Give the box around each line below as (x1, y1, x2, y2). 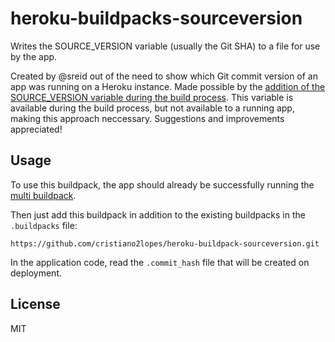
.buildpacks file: (10, 219, 78, 231)
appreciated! (10, 123, 63, 135)
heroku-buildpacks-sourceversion (10, 7, 303, 30)
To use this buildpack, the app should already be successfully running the (10, 178, 315, 191)
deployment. (10, 267, 62, 279)
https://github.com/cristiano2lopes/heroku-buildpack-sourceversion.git (10, 238, 320, 249)
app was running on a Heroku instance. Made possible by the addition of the (10, 80, 326, 92)
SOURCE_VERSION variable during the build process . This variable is (10, 91, 294, 103)
